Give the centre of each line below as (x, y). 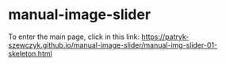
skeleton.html (31, 53)
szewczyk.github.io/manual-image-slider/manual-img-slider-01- (113, 45)
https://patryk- (165, 37)
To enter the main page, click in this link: (74, 37)
